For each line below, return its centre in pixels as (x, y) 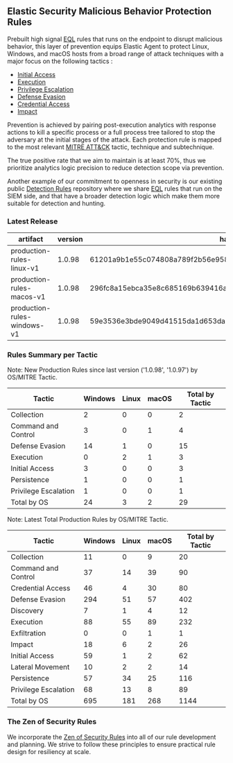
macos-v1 (28, 297)
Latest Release (33, 221)
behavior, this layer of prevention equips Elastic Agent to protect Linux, (108, 46)
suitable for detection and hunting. (57, 203)
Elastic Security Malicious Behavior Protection (109, 11)
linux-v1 (25, 268)
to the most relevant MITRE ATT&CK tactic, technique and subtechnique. (111, 147)
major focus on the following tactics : (60, 61)
